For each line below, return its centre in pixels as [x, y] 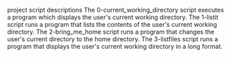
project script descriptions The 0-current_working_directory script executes [115, 10]
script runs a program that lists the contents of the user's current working [112, 24]
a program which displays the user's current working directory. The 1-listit [113, 17]
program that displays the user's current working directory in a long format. [115, 46]
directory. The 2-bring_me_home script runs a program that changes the [111, 32]
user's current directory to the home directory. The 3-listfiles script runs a [113, 39]
